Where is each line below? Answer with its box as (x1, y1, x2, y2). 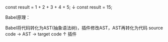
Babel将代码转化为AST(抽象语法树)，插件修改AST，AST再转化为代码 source (5, 25, 163, 31)
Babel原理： (5, 14, 31, 20)
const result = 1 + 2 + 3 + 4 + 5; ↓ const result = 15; (5, 4, 113, 10)
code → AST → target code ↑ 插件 (5, 31, 77, 37)
